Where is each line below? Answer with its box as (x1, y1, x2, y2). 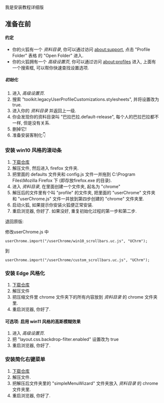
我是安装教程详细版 (5, 4, 44, 10)
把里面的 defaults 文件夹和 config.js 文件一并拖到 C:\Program (12, 171, 136, 177)
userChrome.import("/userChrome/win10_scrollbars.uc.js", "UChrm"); (5, 238, 148, 243)
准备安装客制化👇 (12, 132, 46, 138)
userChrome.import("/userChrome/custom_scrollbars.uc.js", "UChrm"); (5, 258, 150, 262)
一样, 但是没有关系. (12, 119, 50, 126)
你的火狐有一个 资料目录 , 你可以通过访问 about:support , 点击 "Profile (12, 46, 150, 52)
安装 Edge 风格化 (5, 270, 45, 277)
